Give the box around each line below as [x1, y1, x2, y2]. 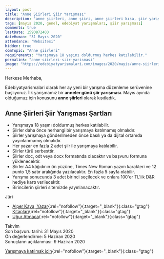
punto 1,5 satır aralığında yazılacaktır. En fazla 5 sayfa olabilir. [12, 169, 135, 174]
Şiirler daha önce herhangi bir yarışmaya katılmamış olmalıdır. [12, 127, 136, 133]
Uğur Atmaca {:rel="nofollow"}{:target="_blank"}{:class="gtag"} [12, 214, 141, 219]
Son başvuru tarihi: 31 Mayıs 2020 [5, 228, 74, 234]
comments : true [5, 25, 36, 30]
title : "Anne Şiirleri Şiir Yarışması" [5, 12, 86, 17]
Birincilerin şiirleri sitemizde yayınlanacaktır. [12, 184, 101, 190]
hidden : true [5, 43, 32, 48]
